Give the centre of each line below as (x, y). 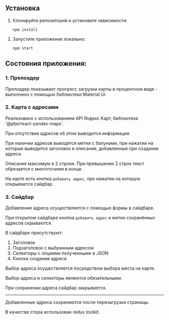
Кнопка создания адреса (39, 259)
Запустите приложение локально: (49, 39)
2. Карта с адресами (32, 107)
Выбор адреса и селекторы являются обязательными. (64, 278)
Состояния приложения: (46, 64)
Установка (23, 8)
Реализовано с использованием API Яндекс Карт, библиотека (72, 118)
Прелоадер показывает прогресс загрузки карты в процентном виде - (81, 89)
